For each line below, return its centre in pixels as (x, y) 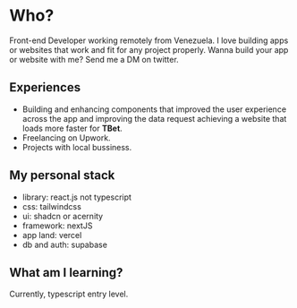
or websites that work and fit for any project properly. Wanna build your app (149, 49)
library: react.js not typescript (77, 197)
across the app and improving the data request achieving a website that (154, 118)
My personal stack (62, 175)
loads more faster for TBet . (72, 128)
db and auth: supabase (64, 244)
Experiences (45, 87)
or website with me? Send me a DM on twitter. (94, 59)
